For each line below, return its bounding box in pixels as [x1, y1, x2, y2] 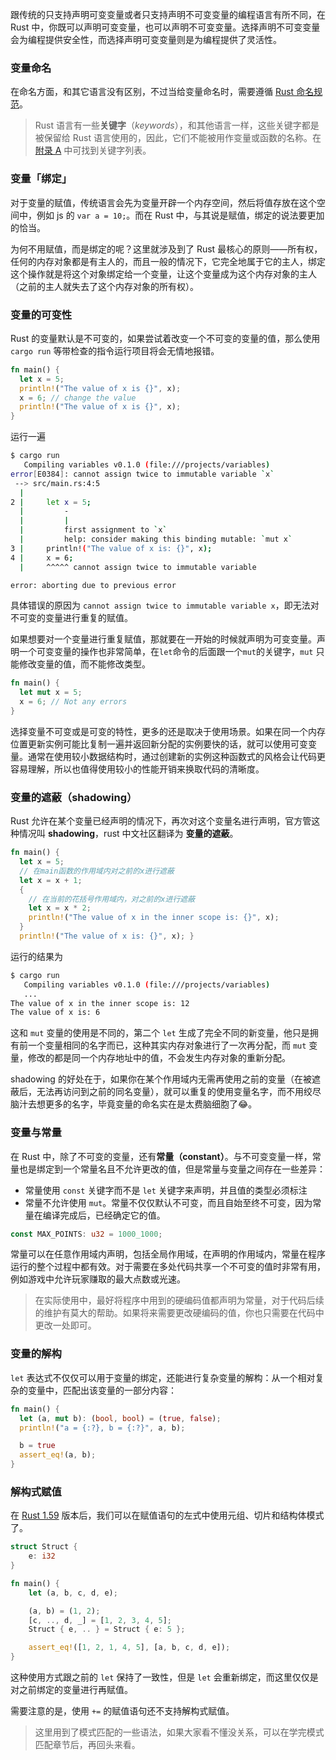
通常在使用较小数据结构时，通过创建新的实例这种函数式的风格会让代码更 [27, 750, 326, 762]
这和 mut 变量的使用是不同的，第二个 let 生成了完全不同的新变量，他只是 [10, 1027, 310, 1039]
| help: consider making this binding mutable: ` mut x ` [19, 534, 293, 545]
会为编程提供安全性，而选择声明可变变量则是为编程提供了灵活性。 [10, 34, 282, 45]
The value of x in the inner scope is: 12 [10, 998, 190, 1008]
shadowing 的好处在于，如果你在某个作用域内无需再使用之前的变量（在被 [10, 1073, 312, 1085]
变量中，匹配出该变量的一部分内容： [27, 1384, 177, 1396]
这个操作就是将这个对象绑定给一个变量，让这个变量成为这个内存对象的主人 [10, 268, 317, 280]
